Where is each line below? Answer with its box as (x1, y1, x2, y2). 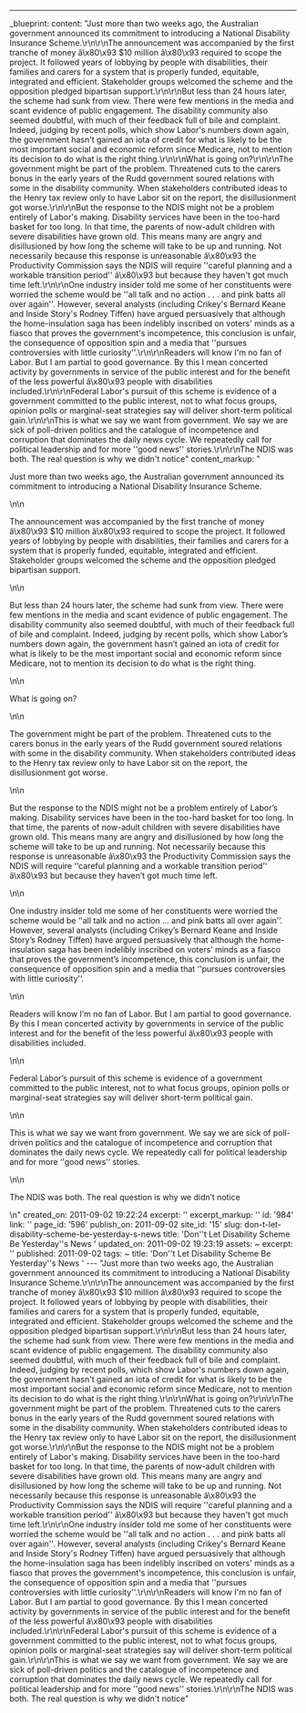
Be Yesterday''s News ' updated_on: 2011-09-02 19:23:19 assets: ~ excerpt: (9, 1239, 293, 1249)
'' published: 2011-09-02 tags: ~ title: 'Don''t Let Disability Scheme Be (9, 1249, 271, 1259)
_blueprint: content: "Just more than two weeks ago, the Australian (9, 18, 260, 28)
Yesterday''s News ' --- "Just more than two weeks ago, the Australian (9, 1258, 274, 1269)
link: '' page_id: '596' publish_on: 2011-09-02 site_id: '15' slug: (9, 1219, 243, 1229)
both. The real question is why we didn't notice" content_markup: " (9, 454, 261, 464)
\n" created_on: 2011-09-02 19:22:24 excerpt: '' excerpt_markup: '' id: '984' (9, 1209, 294, 1220)
